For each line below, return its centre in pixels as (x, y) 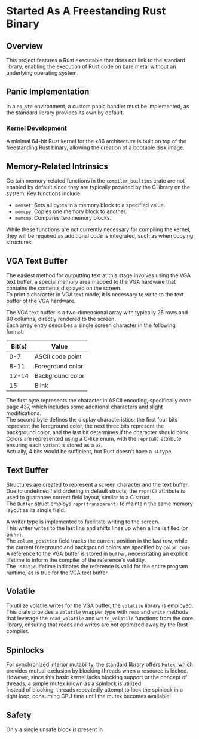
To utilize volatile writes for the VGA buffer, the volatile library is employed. (100, 605)
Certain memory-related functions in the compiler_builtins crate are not (96, 180)
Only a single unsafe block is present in (55, 729)
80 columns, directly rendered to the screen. (61, 319)
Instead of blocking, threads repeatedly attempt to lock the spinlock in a (95, 690)
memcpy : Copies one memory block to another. (71, 211)
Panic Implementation (48, 92)
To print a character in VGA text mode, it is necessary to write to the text (95, 294)
